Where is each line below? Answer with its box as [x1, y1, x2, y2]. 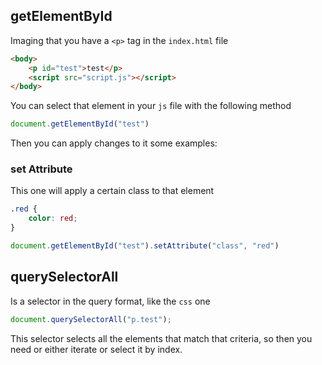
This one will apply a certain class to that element [10, 185, 215, 197]
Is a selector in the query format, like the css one [10, 295, 211, 307]
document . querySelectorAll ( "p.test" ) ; [10, 314, 172, 324]
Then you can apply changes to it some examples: [10, 137, 218, 149]
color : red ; [28, 214, 78, 224]
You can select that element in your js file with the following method [10, 100, 292, 112]
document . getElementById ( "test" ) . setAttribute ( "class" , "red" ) [10, 241, 280, 251]
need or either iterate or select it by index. [10, 343, 183, 355]
